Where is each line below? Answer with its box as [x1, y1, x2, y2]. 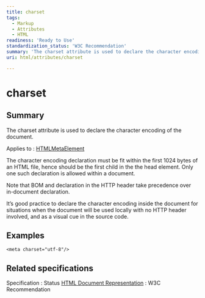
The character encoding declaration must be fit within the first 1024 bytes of [6, 156, 198, 164]
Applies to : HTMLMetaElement [6, 145, 85, 152]
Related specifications [6, 263, 93, 274]
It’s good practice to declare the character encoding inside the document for [6, 200, 198, 207]
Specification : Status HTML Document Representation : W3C [6, 279, 161, 287]
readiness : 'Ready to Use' [6, 37, 75, 43]
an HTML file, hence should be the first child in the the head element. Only [6, 163, 193, 170]
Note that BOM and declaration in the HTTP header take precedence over [6, 181, 191, 189]
